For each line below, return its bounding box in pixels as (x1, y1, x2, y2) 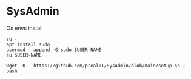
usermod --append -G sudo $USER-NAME (6, 47, 102, 53)
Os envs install (6, 24, 43, 32)
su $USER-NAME (6, 52, 42, 58)
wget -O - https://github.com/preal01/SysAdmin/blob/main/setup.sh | (6, 63, 186, 69)
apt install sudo (6, 41, 50, 47)
